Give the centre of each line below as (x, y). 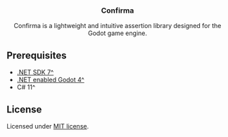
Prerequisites (37, 55)
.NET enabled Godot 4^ (51, 80)
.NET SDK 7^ (35, 72)
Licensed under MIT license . (48, 126)
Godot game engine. (117, 33)
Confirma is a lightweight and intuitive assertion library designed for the (118, 26)
